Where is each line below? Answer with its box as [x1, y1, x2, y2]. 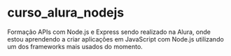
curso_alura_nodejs [7, 5, 125, 21]
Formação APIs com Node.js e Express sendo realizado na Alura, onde [7, 28, 211, 36]
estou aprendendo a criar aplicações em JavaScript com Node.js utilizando [7, 35, 224, 43]
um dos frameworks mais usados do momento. [7, 42, 143, 50]
